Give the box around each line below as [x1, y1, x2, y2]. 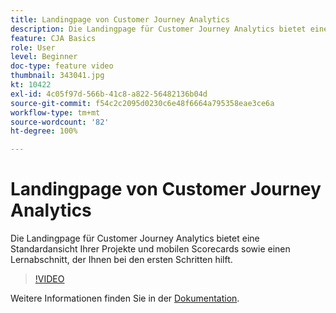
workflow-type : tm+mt [10, 107, 101, 118]
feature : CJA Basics [10, 33, 97, 43]
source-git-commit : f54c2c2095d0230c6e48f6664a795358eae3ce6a [10, 98, 275, 108]
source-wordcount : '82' [10, 117, 110, 127]
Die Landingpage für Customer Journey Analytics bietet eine [10, 232, 260, 245]
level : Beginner [10, 52, 78, 62]
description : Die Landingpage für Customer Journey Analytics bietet [10, 24, 307, 34]
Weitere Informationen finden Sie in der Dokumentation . [10, 292, 240, 305]
